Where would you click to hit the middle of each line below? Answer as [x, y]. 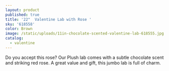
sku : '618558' [20, 24]
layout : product [22, 10]
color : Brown [19, 29]
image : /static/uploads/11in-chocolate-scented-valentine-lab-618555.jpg [85, 33]
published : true [22, 15]
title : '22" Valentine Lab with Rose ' [49, 19]
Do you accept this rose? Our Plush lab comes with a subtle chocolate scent [85, 57]
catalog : [14, 39]
